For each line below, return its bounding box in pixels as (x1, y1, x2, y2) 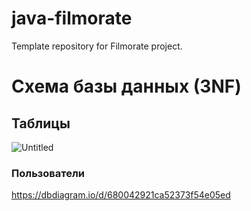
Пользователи (11, 166, 85, 180)
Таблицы (11, 115, 71, 132)
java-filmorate (11, 7, 133, 30)
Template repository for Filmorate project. (11, 40, 183, 52)
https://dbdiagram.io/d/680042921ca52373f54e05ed (11, 189, 231, 201)
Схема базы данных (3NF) (11, 75, 242, 98)
